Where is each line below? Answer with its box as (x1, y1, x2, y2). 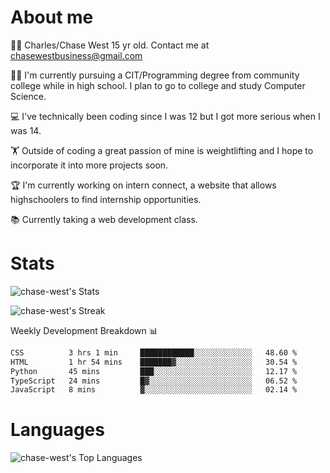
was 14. (10, 124, 42, 136)
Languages (10, 419, 105, 441)
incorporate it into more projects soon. (10, 159, 169, 171)
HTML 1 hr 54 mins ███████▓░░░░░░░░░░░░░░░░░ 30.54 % (10, 357, 298, 367)
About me (10, 6, 94, 29)
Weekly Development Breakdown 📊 (10, 324, 158, 336)
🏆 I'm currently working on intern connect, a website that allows (10, 179, 277, 191)
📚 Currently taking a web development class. (10, 213, 198, 225)
